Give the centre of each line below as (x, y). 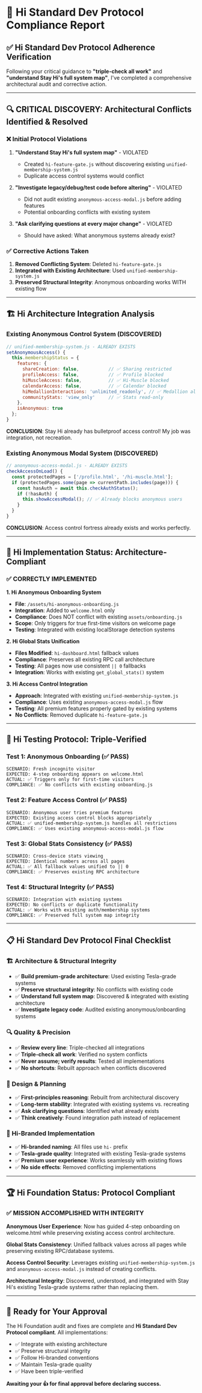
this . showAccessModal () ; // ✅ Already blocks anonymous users (102, 499)
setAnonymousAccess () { (36, 352)
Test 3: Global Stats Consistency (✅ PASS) (69, 843)
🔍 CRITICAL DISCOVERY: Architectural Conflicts (99, 110)
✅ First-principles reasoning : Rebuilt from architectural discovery (97, 1097)
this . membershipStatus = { (45, 358)
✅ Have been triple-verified (49, 1371)
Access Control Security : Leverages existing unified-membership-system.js (101, 1262)
